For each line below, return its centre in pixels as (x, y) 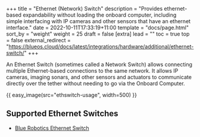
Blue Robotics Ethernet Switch (52, 128)
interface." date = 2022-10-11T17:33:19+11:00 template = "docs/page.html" (98, 27)
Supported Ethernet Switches (62, 113)
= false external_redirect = (39, 40)
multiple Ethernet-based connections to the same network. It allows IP (92, 71)
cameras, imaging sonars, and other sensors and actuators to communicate (99, 77)
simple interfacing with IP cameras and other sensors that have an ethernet (99, 21)
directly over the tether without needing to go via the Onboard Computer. (96, 83)
